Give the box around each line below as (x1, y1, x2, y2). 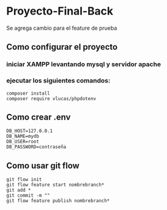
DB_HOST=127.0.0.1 (6, 128, 53, 134)
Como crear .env (6, 112, 71, 122)
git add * (6, 187, 32, 194)
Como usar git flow (6, 160, 80, 171)
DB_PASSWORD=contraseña (6, 144, 67, 150)
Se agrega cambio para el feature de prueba (6, 24, 117, 32)
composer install (6, 90, 50, 97)
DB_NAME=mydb (6, 134, 39, 140)
